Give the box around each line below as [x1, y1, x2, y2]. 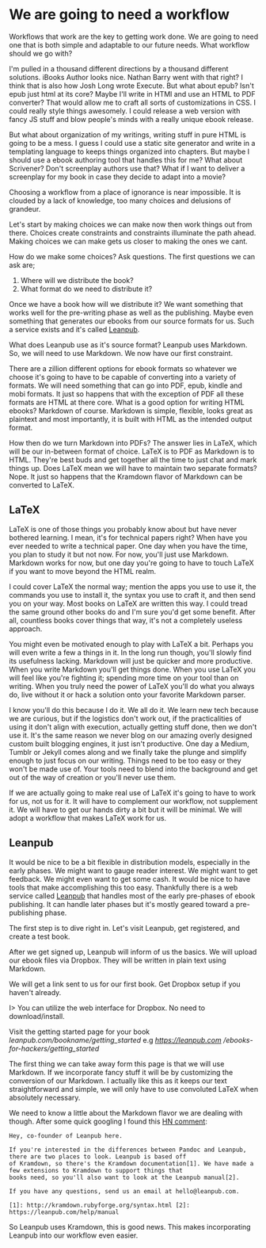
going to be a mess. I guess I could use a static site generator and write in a [9, 138, 256, 147]
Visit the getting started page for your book [9, 1027, 150, 1036]
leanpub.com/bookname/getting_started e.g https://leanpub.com [9, 1035, 222, 1044]
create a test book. [9, 932, 70, 941]
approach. [9, 624, 43, 634]
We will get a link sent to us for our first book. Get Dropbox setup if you [9, 979, 241, 989]
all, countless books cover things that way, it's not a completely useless [9, 615, 243, 625]
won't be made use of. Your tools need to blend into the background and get [9, 764, 258, 774]
